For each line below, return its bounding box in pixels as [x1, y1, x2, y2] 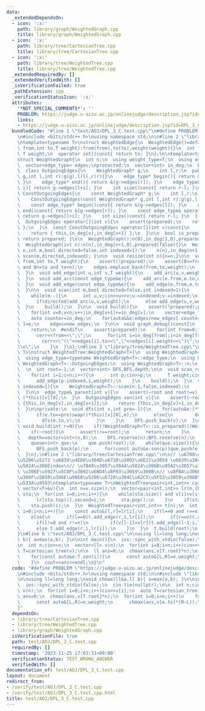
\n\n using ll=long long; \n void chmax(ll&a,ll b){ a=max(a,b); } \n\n [17, 576, 195, 583]
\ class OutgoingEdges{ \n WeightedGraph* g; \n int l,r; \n [17, 168, 187, 174]
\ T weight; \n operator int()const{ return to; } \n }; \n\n [17, 151, 171, 157]
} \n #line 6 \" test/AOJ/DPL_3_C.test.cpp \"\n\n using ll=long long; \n [17, 531, 195, 537]
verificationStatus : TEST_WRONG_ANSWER [12, 655, 113, 662]
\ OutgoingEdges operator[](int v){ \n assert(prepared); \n [17, 219, 182, 225]
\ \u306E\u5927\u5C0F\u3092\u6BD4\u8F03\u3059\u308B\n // [17, 468, 165, 475]
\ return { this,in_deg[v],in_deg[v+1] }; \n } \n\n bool [17, 230, 176, 236]
